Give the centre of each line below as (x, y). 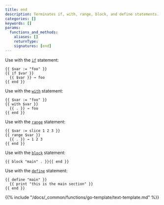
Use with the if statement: (32, 60)
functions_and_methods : (34, 32)
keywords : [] (18, 23)
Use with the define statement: (36, 171)
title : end (16, 10)
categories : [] (21, 19)
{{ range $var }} (23, 135)
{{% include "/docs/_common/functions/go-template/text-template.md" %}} (82, 197)
